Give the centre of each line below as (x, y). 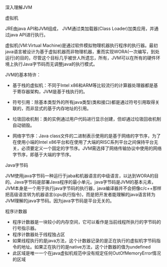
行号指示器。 (25, 228)
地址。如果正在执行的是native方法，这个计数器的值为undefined (86, 247)
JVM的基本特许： (23, 75)
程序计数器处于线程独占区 (39, 234)
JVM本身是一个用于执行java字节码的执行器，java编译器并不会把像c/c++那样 (83, 188)
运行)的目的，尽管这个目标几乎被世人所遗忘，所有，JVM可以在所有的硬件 (81, 58)
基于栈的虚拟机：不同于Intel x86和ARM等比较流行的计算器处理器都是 (83, 85)
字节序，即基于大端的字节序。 (43, 154)
